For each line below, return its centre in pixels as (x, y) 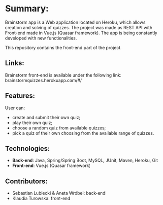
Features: (20, 96)
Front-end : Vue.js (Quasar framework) (51, 165)
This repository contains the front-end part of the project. (64, 47)
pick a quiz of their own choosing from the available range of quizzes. (83, 133)
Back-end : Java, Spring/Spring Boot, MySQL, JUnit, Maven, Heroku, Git (85, 161)
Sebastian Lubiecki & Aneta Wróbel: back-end (59, 193)
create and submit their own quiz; (46, 117)
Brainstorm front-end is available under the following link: (63, 75)
